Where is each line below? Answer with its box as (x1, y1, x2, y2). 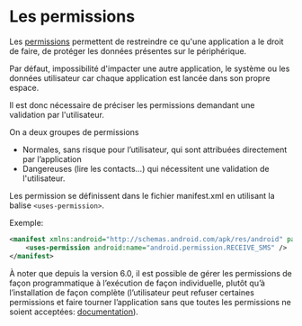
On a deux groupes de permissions (9, 126, 139, 137)
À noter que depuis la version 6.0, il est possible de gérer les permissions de (9, 267, 292, 278)
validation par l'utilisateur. (9, 109, 105, 120)
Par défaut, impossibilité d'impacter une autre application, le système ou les (9, 63, 290, 74)
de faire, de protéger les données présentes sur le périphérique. (9, 45, 247, 56)
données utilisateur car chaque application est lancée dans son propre (9, 72, 271, 83)
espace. (9, 82, 40, 93)
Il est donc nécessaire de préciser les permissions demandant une (9, 99, 255, 110)
